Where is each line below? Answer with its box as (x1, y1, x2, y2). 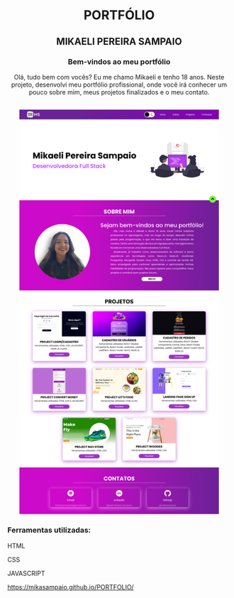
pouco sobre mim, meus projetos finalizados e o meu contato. (28, 87, 210, 96)
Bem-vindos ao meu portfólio (67, 57, 171, 67)
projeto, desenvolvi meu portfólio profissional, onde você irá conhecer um (11, 80, 228, 89)
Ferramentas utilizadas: (7, 526, 91, 536)
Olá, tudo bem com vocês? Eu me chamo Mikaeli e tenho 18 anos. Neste (13, 72, 225, 81)
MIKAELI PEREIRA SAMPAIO (56, 36, 182, 48)
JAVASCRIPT (7, 569, 45, 577)
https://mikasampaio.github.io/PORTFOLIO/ (7, 582, 134, 591)
